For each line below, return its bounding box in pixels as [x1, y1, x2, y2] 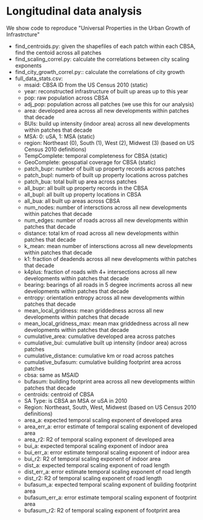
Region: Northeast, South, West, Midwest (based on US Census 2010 [24, 404, 197, 411]
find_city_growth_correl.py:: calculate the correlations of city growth [15, 68, 185, 75]
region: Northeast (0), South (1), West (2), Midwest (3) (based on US [24, 139, 195, 146]
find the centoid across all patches [15, 49, 102, 56]
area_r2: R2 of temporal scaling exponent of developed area [24, 436, 175, 443]
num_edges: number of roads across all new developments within [24, 217, 188, 224]
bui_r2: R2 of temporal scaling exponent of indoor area [24, 455, 161, 462]
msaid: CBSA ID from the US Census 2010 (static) [24, 81, 148, 89]
